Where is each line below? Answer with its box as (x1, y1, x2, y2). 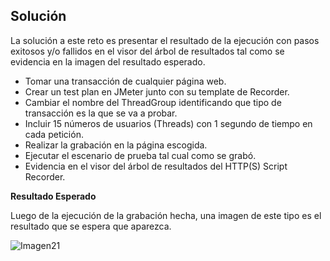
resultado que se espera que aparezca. (10, 220, 172, 232)
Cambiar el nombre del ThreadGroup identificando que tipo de (24, 96, 282, 108)
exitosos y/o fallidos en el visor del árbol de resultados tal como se (10, 45, 285, 57)
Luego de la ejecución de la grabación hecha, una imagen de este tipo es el (10, 209, 322, 221)
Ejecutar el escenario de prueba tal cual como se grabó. (24, 149, 257, 161)
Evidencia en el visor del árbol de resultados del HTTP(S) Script (24, 160, 288, 172)
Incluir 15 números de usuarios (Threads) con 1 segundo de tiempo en (24, 117, 313, 129)
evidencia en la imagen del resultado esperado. (10, 55, 206, 68)
